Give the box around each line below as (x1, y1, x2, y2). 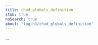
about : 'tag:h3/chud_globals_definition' (5, 21, 94, 26)
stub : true (5, 12, 28, 17)
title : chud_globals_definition (5, 7, 73, 12)
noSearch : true (5, 16, 37, 21)
